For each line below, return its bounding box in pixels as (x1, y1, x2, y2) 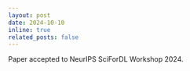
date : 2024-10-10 (8, 19, 65, 27)
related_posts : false (8, 33, 79, 41)
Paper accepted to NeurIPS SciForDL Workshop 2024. (8, 55, 184, 64)
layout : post (8, 11, 51, 20)
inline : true (8, 26, 51, 34)
